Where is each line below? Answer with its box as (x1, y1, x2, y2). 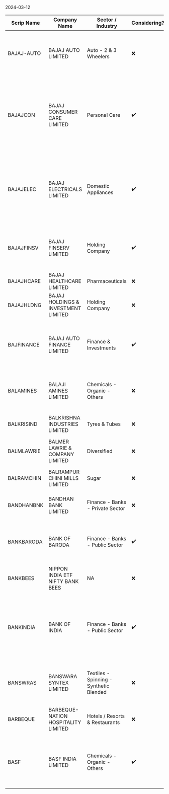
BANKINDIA (8, 624, 36, 631)
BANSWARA (48, 673, 77, 680)
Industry (96, 23, 117, 29)
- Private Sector (87, 505, 125, 512)
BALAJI (48, 381, 66, 388)
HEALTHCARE (48, 278, 81, 284)
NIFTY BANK (48, 578, 79, 585)
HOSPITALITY (48, 719, 81, 726)
